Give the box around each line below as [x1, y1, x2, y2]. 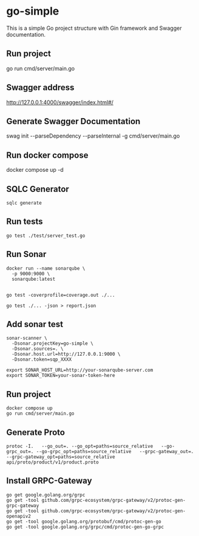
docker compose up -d [6, 166, 64, 174]
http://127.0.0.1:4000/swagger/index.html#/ [6, 99, 114, 106]
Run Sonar [6, 249, 47, 259]
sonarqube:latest [12, 276, 56, 282]
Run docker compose [6, 150, 89, 160]
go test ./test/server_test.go [6, 233, 86, 239]
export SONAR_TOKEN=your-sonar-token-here [6, 373, 115, 379]
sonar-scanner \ [6, 335, 47, 342]
